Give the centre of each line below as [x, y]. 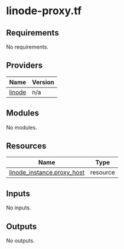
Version [43, 82]
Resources [26, 146]
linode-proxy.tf [44, 11]
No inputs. [19, 208]
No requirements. [27, 47]
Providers [25, 65]
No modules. [22, 127]
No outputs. [20, 241]
